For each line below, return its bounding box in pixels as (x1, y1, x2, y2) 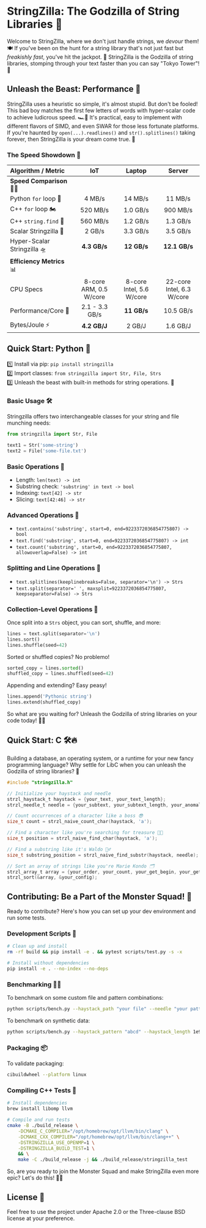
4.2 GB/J (81, 321, 108, 330)
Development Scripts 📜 (7, 929, 77, 938)
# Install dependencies (7, 1100, 68, 1106)
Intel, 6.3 (165, 285, 191, 294)
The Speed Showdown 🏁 (7, 151, 81, 159)
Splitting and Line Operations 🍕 (7, 564, 101, 573)
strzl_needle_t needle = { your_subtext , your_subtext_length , (7, 802, 169, 808)
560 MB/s (79, 217, 109, 226)
